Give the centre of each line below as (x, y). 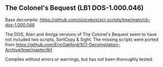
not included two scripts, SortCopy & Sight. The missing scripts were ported (82, 39)
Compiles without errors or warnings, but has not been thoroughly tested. (79, 59)
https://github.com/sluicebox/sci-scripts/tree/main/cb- (95, 19)
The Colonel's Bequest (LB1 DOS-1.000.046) (74, 8)
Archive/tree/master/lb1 (29, 50)
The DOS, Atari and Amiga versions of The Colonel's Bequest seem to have (81, 34)
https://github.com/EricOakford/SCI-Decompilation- (68, 44)
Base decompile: (22, 19)
